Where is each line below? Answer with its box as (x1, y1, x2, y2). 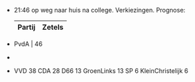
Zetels (42, 22, 64, 32)
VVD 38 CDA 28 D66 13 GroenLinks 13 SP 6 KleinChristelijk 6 (13, 67, 189, 75)
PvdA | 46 (13, 40, 43, 48)
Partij (17, 22, 36, 32)
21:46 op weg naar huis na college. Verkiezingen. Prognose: (13, 6, 186, 14)
